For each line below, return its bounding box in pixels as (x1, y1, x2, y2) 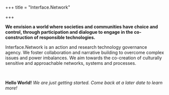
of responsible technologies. (33, 35, 96, 40)
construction (5, 35, 33, 40)
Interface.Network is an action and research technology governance (5, 44, 147, 50)
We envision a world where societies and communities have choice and (5, 24, 158, 30)
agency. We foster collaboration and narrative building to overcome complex (5, 50, 164, 55)
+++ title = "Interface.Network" (5, 5, 71, 10)
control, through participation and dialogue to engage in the (5, 29, 133, 35)
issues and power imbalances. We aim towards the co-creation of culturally (5, 55, 162, 61)
